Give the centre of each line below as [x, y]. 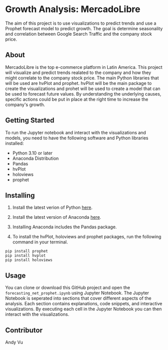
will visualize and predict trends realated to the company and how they [78, 72]
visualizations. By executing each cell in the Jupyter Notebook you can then [83, 309]
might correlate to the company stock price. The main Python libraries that [82, 78]
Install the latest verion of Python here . [52, 208]
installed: [15, 143]
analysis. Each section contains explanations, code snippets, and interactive [84, 304]
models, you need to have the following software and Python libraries [77, 138]
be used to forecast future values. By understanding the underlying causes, [83, 94]
